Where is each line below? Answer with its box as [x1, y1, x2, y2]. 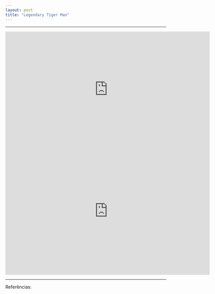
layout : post [5, 7, 33, 13]
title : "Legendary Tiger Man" [5, 12, 70, 17]
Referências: [5, 284, 32, 290]
